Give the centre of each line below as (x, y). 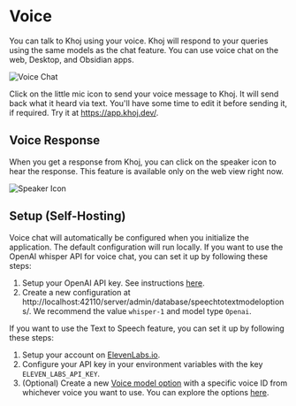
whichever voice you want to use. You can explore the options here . (145, 392)
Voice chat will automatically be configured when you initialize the (129, 237)
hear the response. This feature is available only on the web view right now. (147, 171)
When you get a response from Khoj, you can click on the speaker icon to (143, 162)
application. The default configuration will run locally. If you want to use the (146, 247)
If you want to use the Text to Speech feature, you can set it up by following (147, 328)
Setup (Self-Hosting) (68, 216)
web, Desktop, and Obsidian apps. (72, 59)
